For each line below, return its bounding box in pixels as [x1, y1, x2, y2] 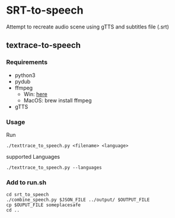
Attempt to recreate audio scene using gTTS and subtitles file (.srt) [6, 23, 169, 30]
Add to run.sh [6, 178, 46, 187]
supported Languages [6, 153, 61, 160]
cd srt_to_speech [6, 192, 49, 198]
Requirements [6, 58, 48, 66]
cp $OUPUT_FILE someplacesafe [6, 202, 81, 208]
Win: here [23, 90, 47, 98]
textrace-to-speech [6, 40, 81, 50]
